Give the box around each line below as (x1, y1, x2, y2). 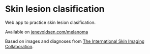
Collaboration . (5, 43, 34, 49)
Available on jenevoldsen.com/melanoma (5, 29, 89, 35)
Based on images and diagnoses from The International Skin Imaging (5, 38, 145, 44)
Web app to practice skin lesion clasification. (5, 19, 96, 25)
